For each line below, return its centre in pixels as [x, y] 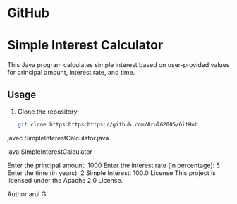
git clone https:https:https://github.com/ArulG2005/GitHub [108, 124]
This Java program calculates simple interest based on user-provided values [119, 65]
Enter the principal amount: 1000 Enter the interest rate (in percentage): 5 [114, 165]
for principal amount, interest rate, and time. [71, 73]
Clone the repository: [48, 112]
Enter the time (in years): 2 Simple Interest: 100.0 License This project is [112, 173]
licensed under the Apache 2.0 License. [65, 180]
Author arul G [27, 194]
